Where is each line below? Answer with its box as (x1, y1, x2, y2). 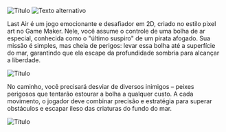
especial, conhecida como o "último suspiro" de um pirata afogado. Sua (7, 34, 211, 42)
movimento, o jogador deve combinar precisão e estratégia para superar (7, 97, 212, 105)
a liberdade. (7, 56, 41, 64)
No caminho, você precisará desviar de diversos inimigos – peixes (7, 83, 194, 90)
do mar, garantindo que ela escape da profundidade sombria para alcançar (7, 49, 220, 57)
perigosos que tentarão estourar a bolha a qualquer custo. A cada (7, 90, 194, 98)
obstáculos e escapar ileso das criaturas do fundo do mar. (7, 105, 172, 112)
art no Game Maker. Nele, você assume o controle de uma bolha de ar (7, 27, 205, 35)
